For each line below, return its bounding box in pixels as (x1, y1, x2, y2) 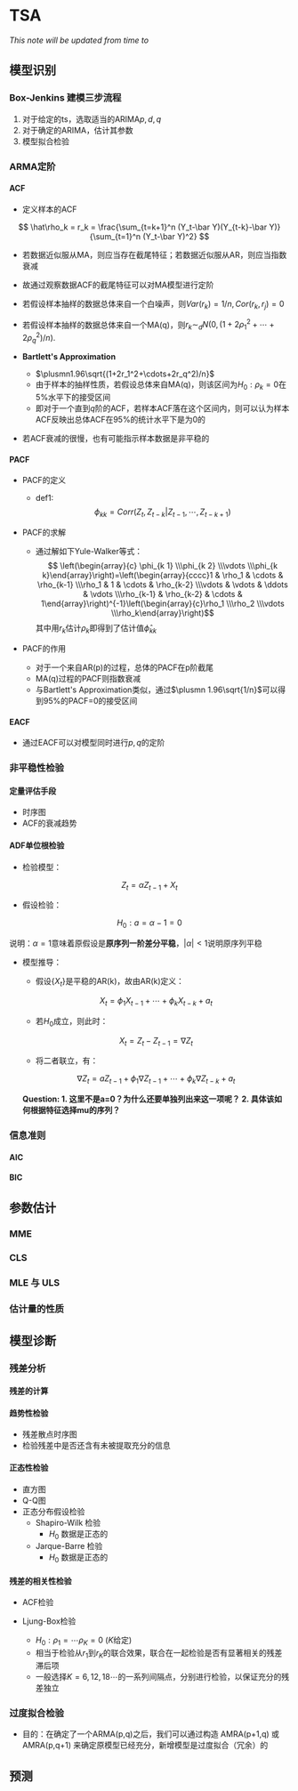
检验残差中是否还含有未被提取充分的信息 (21, 1440, 171, 1451)
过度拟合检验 (9, 1706, 65, 1719)
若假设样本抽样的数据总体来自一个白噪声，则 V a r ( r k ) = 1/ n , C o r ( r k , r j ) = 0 (21, 298, 285, 311)
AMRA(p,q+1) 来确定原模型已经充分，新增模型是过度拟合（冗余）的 (21, 1740, 269, 1751)
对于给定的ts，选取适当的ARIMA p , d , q (21, 113, 162, 125)
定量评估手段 (9, 785, 56, 796)
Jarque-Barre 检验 (35, 1541, 103, 1552)
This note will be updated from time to (9, 35, 149, 45)
